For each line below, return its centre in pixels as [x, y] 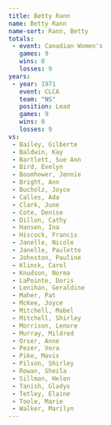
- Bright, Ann [36, 182]
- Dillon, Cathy [39, 220]
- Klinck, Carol [39, 265]
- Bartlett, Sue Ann [47, 159]
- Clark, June [36, 205]
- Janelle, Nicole [43, 243]
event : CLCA [39, 91]
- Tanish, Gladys [41, 386]
